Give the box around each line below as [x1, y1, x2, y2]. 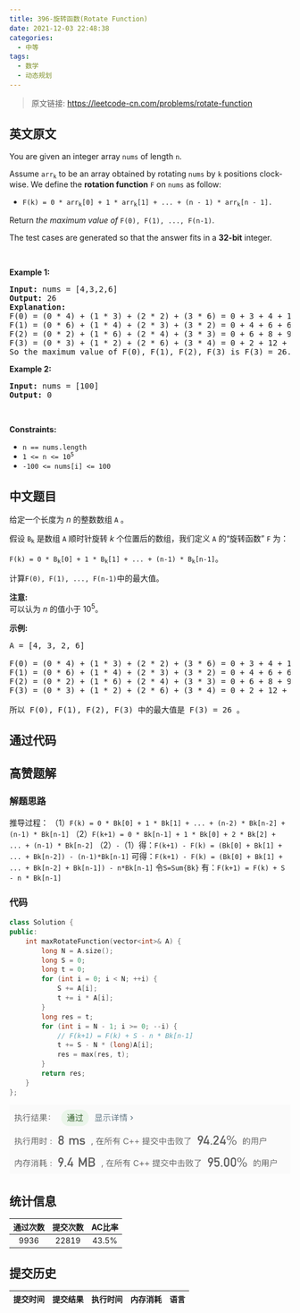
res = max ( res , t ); [56, 1050, 129, 1060]
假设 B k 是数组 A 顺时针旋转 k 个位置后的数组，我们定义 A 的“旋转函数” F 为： [9, 533, 289, 545]
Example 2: [9, 363, 52, 375]
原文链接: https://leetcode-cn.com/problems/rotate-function [30, 98, 253, 108]
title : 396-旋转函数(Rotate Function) [9, 14, 149, 23]
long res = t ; [41, 1012, 94, 1021]
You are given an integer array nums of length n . [9, 150, 182, 161]
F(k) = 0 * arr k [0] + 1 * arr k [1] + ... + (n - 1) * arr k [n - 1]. [21, 198, 273, 209]
